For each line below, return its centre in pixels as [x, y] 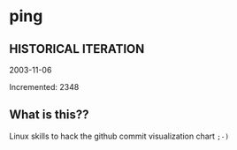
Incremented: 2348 [44, 87]
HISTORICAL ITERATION [77, 49]
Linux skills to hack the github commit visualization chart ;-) [119, 136]
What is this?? [49, 115]
